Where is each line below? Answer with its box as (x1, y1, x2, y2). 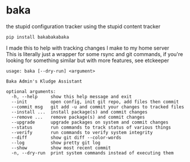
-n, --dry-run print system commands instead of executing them (11, 150, 174, 156)
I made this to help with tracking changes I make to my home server (6, 44, 170, 51)
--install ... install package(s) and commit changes (11, 109, 148, 115)
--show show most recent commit (11, 144, 111, 151)
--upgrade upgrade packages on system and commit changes (11, 119, 168, 125)
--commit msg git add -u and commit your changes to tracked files (11, 104, 184, 110)
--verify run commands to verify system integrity (11, 129, 153, 135)
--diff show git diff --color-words (11, 135, 122, 140)
